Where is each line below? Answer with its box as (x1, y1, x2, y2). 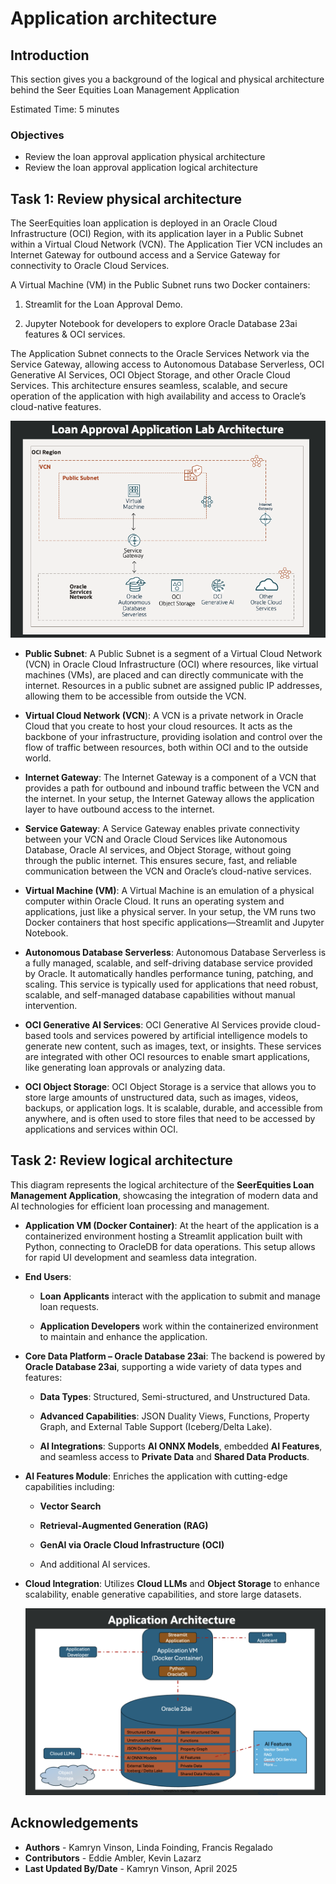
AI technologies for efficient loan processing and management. (10, 1200, 270, 1212)
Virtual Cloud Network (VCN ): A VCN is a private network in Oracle (24, 709, 304, 721)
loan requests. (39, 1300, 100, 1312)
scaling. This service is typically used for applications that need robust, (24, 978, 319, 990)
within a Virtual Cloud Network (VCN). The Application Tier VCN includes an (10, 238, 323, 251)
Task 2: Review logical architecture (10, 1152, 233, 1169)
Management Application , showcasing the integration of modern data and (10, 1189, 319, 1201)
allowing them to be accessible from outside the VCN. (24, 690, 247, 702)
